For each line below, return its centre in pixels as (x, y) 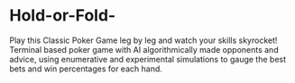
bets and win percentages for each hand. (86, 69)
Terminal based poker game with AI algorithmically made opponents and (144, 49)
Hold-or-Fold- (63, 16)
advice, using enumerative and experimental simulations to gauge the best (148, 59)
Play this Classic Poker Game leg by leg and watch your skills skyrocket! (143, 40)
